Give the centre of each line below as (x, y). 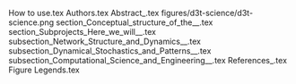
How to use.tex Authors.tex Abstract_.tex (84, 13)
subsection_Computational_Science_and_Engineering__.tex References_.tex (148, 60)
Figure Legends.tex (44, 70)
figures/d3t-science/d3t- (207, 13)
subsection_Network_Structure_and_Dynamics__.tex (104, 41)
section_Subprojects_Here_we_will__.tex (82, 32)
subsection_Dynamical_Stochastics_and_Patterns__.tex (110, 51)
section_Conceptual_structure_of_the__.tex (135, 22)
